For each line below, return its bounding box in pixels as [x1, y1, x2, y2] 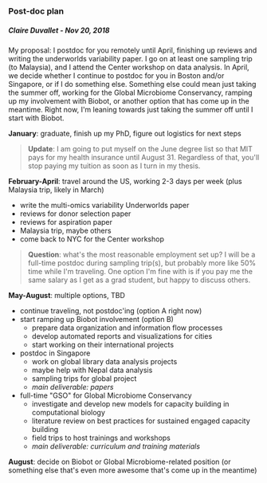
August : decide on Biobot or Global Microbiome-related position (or [8, 457, 231, 466]
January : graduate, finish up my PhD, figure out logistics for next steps [8, 128, 241, 138]
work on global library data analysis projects [31, 356, 178, 366]
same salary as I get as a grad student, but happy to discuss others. [27, 275, 251, 285]
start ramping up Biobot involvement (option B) [19, 314, 174, 324]
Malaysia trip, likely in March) [8, 185, 105, 194]
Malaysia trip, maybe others [19, 226, 112, 235]
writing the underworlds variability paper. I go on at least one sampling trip [8, 53, 253, 63]
